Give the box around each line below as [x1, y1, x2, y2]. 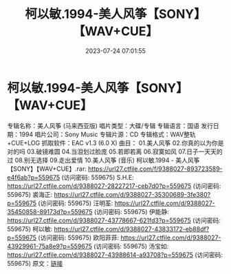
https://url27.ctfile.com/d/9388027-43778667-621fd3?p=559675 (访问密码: [7, 216, 221, 224]
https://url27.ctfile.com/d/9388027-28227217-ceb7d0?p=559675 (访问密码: [7, 182, 221, 190]
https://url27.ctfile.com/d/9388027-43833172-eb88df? [54, 224, 210, 233]
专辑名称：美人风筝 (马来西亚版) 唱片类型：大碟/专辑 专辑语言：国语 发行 [7, 121, 214, 129]
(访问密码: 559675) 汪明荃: [37, 199, 113, 207]
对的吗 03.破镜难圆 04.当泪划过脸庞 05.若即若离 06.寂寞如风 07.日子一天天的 [7, 147, 223, 156]
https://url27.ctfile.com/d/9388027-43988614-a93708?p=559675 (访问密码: [7, 251, 223, 259]
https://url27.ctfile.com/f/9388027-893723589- [88, 165, 223, 173]
